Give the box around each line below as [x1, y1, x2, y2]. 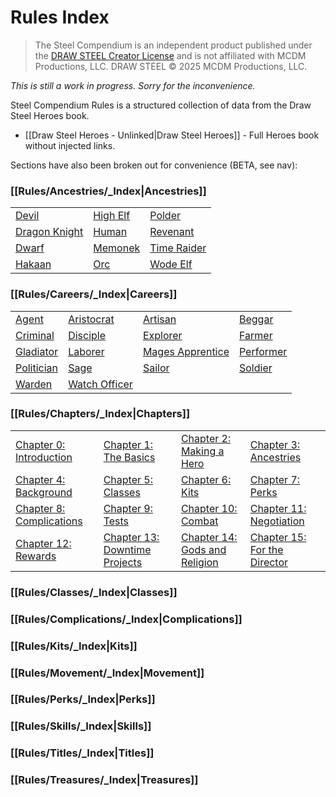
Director [249, 555, 289, 569]
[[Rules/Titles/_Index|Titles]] [10, 746, 155, 760]
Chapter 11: [249, 501, 307, 515]
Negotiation [249, 514, 305, 528]
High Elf [93, 209, 131, 223]
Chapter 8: [15, 501, 66, 515]
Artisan [142, 312, 177, 326]
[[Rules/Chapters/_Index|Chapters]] [10, 407, 191, 421]
